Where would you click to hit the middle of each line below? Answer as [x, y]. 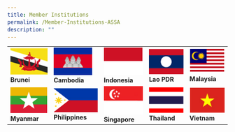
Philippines [70, 117]
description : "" [31, 29]
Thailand [162, 118]
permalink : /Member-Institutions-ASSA [64, 22]
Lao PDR [162, 79]
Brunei [20, 80]
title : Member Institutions [48, 15]
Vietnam [202, 118]
